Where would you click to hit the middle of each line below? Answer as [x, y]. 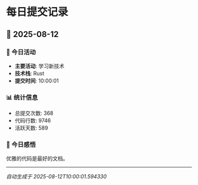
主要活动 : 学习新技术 [39, 66]
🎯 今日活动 [21, 52]
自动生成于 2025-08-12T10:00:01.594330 [57, 177]
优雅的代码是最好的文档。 [37, 158]
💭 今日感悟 [21, 145]
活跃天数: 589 [31, 128]
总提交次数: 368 [34, 113]
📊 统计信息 [22, 97]
